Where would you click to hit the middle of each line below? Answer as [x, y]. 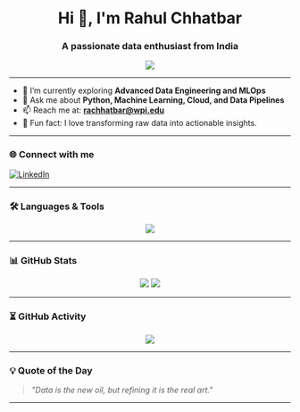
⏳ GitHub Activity [48, 316]
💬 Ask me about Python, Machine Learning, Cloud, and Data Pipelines [153, 100]
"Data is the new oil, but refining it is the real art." [122, 390]
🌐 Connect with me [52, 155]
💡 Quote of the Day [51, 370]
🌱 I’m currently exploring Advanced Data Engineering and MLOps [144, 91]
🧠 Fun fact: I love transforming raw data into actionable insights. [139, 123]
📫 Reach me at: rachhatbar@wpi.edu [93, 110]
